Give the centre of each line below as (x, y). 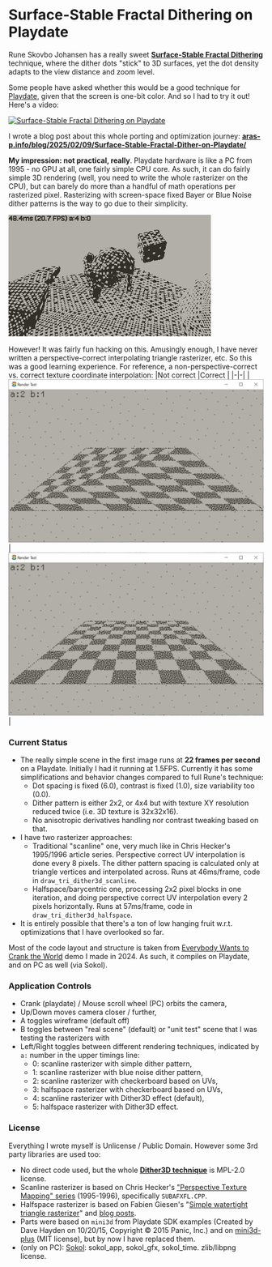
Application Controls (50, 986)
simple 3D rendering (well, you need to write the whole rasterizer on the (128, 177)
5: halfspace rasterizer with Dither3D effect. (105, 1107)
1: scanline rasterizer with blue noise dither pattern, (118, 1073)
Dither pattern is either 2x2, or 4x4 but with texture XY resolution (140, 803)
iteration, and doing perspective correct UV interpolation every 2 (140, 898)
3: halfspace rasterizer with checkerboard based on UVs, (127, 1090)
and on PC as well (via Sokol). (58, 965)
